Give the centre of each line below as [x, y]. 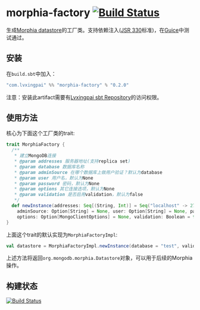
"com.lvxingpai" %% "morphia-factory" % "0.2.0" [68, 85]
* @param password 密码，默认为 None [57, 183]
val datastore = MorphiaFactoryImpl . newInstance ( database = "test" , [93, 246]
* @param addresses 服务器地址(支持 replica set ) [72, 161]
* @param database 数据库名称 [49, 167]
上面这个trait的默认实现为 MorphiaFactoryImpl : [62, 234]
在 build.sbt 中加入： [31, 73]
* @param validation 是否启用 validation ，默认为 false [79, 195]
